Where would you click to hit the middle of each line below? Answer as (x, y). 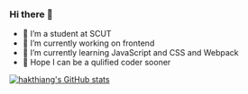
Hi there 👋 (32, 14)
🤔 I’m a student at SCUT (67, 34)
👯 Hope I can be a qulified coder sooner (96, 63)
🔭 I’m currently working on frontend (88, 43)
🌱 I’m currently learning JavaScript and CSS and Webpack (130, 53)
